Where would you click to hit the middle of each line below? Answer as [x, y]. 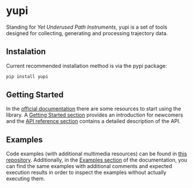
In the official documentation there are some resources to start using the [94, 109]
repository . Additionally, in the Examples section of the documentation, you [97, 160]
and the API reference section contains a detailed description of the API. [93, 121]
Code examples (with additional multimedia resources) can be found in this [97, 154]
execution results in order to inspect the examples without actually [86, 172]
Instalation [26, 52]
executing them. [26, 179]
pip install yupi [27, 76]
